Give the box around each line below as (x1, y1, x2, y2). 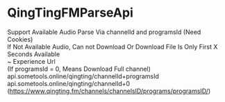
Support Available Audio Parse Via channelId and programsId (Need (7, 28, 201, 36)
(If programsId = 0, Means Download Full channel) (7, 65, 151, 73)
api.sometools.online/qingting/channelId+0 (7, 79, 131, 87)
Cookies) (7, 35, 33, 43)
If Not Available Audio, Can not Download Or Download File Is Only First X (7, 42, 218, 51)
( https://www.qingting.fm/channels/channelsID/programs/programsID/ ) (7, 87, 211, 95)
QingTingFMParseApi (7, 5, 133, 21)
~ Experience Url (7, 57, 56, 65)
